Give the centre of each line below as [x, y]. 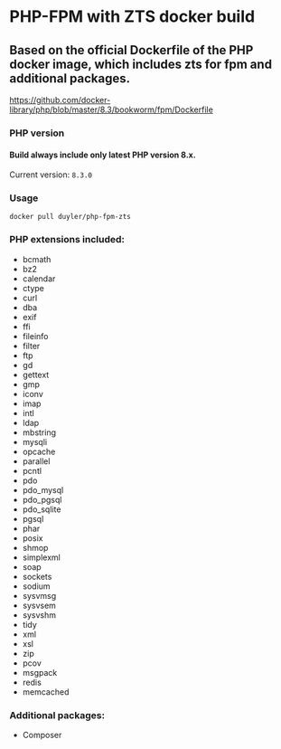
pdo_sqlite [42, 509]
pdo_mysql [43, 489]
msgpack [40, 672]
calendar [39, 279]
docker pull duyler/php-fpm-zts [70, 217]
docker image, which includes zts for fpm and [141, 64]
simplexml [41, 557]
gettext [36, 374]
